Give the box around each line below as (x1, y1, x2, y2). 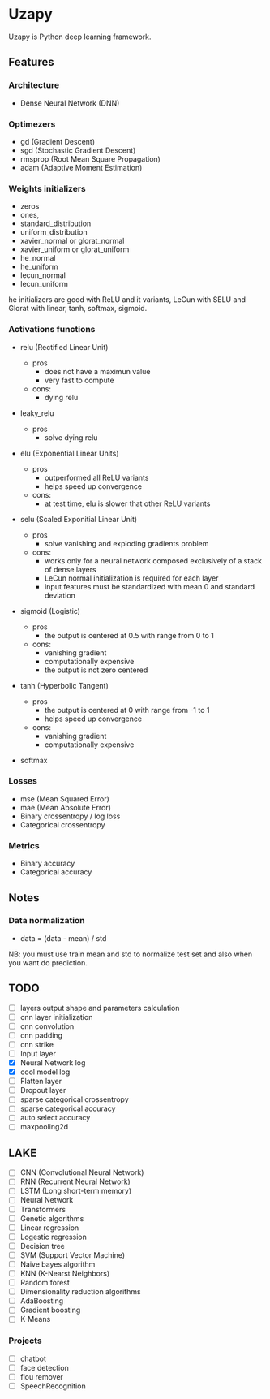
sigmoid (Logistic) (19, 606, 81, 615)
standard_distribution (19, 218, 92, 228)
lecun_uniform (19, 279, 69, 289)
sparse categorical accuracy (19, 1103, 116, 1113)
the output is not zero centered (44, 665, 148, 675)
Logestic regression (19, 1232, 87, 1241)
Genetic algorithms (19, 1213, 84, 1223)
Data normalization (8, 915, 85, 926)
